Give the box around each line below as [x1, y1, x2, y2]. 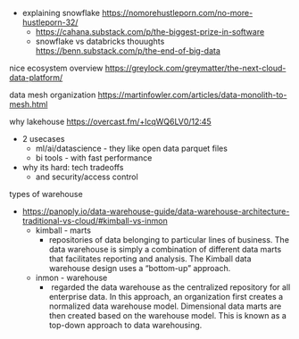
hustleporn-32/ [21, 17, 79, 28]
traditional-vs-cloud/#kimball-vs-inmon [21, 216, 168, 226]
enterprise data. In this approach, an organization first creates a [48, 292, 284, 302]
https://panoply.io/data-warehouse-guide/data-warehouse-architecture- [21, 206, 290, 217]
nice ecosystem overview [9, 62, 104, 73]
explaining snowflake [21, 8, 101, 18]
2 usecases [21, 134, 65, 144]
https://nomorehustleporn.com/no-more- [102, 8, 253, 18]
